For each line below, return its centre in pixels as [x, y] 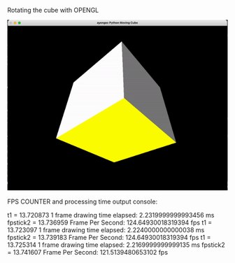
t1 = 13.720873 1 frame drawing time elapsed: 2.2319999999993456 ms [111, 215]
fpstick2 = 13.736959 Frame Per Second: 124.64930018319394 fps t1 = [110, 222]
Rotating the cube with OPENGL [53, 10]
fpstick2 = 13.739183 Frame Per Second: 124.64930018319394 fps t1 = [109, 237]
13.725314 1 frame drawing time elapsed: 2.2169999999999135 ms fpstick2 [116, 245]
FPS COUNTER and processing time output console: [83, 201]
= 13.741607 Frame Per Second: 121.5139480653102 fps [88, 252]
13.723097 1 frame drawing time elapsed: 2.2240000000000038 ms [106, 229]
